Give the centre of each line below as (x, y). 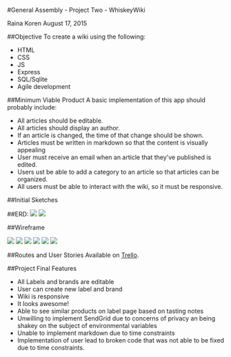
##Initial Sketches (33, 200)
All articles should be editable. (60, 121)
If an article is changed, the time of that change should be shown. (110, 135)
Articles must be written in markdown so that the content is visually (112, 143)
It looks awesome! (43, 304)
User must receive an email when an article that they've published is (114, 157)
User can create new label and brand (70, 289)
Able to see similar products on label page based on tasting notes (110, 311)
